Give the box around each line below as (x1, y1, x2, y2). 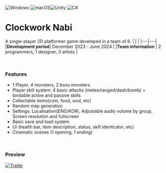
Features (5, 71, 27, 78)
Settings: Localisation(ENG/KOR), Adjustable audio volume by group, (12, 108, 153, 114)
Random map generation (12, 103, 63, 109)
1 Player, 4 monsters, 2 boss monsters (12, 82, 90, 88)
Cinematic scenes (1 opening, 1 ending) (12, 129, 93, 135)
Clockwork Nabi (5, 22, 73, 33)
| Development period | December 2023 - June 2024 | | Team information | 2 (5, 43, 161, 49)
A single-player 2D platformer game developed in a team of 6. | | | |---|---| (5, 38, 157, 44)
